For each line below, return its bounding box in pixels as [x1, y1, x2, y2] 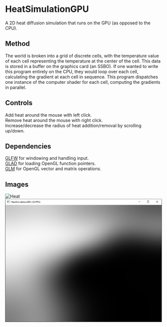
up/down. [5, 128, 25, 133]
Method [5, 40, 30, 48]
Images [5, 180, 29, 189]
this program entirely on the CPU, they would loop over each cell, [5, 68, 139, 74]
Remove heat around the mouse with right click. [5, 117, 103, 123]
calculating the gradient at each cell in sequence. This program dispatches [5, 73, 158, 80]
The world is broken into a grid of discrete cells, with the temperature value [5, 53, 159, 59]
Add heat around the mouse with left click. [5, 112, 92, 118]
